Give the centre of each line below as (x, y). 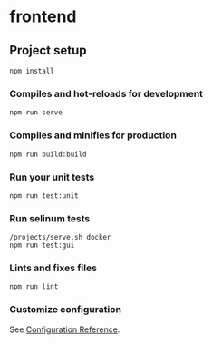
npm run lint (34, 287)
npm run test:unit (44, 196)
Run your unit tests (52, 177)
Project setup (48, 50)
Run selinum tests (50, 218)
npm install (32, 71)
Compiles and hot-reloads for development (106, 93)
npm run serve (36, 113)
